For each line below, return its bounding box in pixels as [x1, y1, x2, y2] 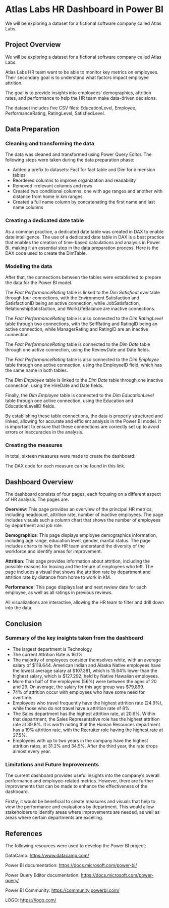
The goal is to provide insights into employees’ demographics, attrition [5, 90, 151, 96]
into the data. [5, 605, 33, 611]
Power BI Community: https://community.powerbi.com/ [5, 887, 120, 893]
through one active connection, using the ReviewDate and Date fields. [5, 347, 150, 353]
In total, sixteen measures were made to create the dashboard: [5, 453, 136, 459]
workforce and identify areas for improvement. [5, 548, 102, 555]
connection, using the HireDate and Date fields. [5, 382, 104, 388]
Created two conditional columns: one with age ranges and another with [12, 188, 163, 194]
